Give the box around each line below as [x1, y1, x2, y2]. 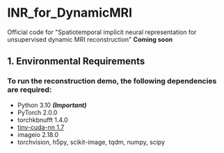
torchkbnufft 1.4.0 [17, 115, 68, 124]
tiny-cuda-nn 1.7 [17, 123, 65, 131]
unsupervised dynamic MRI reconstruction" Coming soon [7, 35, 173, 43]
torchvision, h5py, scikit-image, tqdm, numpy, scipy [17, 138, 166, 146]
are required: [7, 85, 52, 95]
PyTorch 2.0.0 [17, 108, 58, 116]
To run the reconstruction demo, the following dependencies [7, 76, 217, 86]
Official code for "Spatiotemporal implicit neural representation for [7, 28, 197, 36]
